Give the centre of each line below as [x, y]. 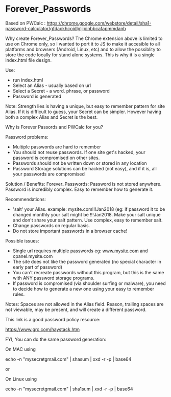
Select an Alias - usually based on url [52, 85]
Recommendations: [26, 199]
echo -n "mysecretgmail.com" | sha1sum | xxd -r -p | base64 [69, 389]
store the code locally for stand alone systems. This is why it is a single [80, 55]
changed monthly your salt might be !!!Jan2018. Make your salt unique [87, 214]
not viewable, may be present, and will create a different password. [76, 310]
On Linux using [21, 379]
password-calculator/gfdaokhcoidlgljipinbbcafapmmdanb [66, 28]
